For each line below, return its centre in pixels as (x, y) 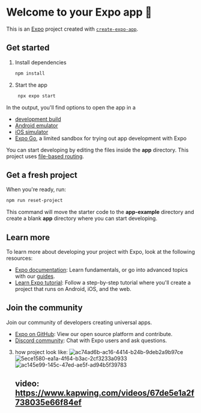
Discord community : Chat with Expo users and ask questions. (91, 340)
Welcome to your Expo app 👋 (79, 12)
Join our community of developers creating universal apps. (79, 322)
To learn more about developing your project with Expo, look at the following (100, 252)
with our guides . (35, 276)
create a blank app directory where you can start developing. (82, 218)
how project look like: (41, 352)
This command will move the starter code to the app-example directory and (100, 212)
